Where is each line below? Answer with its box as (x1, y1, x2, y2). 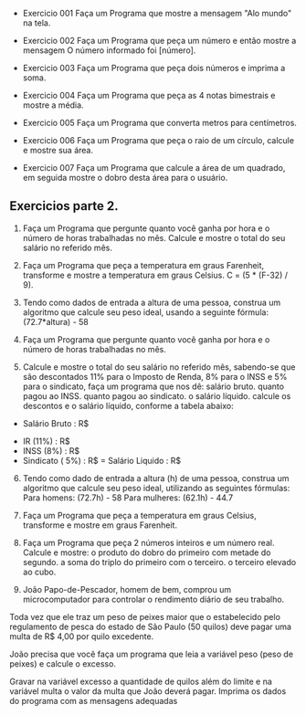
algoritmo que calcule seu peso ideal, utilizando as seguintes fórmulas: (22, 482, 290, 493)
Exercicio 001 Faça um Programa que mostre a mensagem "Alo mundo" (22, 8, 292, 18)
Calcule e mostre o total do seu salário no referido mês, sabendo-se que (22, 361, 296, 373)
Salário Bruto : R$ (22, 417, 90, 428)
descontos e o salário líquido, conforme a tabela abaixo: (22, 400, 235, 411)
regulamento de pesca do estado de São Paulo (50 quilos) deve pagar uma (9, 621, 292, 632)
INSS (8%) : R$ (22, 445, 80, 456)
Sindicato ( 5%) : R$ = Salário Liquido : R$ (22, 455, 182, 466)
